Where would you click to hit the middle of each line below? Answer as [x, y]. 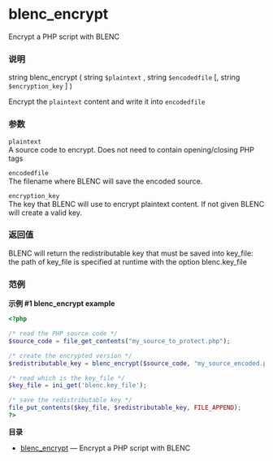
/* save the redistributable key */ [70, 400]
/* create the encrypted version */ [70, 355]
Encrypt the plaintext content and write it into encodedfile [107, 101]
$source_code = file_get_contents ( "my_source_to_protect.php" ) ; [119, 341]
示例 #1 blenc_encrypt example [62, 304]
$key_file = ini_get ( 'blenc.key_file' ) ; [78, 386]
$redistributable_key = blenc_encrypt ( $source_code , [100, 363]
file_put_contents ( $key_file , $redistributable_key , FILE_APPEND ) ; [125, 408]
